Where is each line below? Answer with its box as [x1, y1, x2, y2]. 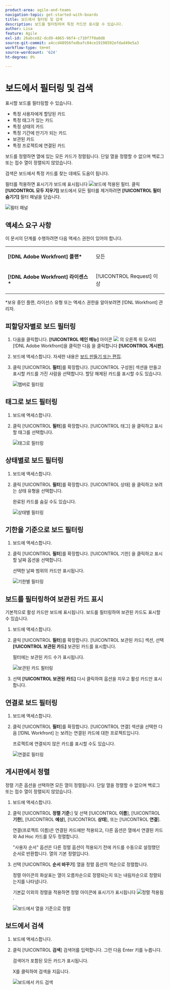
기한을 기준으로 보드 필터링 [5, 525, 83, 534]
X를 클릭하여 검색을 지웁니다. [12, 968, 70, 974]
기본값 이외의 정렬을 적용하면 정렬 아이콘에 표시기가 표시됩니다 [12, 889, 136, 895]
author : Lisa [5, 26, 33, 31]
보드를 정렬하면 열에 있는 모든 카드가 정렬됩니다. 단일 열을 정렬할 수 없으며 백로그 [5, 153, 164, 160]
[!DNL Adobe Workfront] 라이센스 [8, 273, 89, 280]
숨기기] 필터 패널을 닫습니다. [5, 194, 61, 200]
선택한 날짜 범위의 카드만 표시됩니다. [12, 568, 84, 574]
